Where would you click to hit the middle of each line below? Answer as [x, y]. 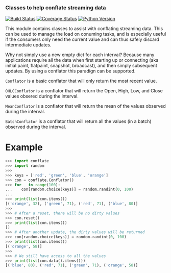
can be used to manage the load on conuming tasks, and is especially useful [86, 34]
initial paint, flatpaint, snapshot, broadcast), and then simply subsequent [81, 66]
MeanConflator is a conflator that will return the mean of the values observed [86, 106]
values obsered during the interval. [42, 96]
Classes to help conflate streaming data [56, 8]
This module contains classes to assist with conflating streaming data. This [84, 29]
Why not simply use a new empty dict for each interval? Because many [80, 55]
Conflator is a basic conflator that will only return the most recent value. [81, 81]
